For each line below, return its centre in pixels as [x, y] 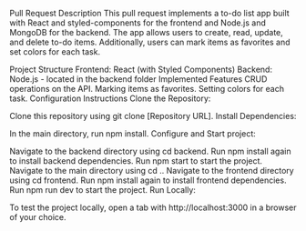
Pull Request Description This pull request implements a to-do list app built [149, 13]
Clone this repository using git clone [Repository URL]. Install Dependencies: [153, 116]
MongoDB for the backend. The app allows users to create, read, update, [147, 32]
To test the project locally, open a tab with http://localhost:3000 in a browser [153, 207]
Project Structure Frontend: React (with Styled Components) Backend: [141, 69]
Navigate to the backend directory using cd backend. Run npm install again [150, 151]
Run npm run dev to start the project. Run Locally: [102, 190]
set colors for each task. [55, 52]
